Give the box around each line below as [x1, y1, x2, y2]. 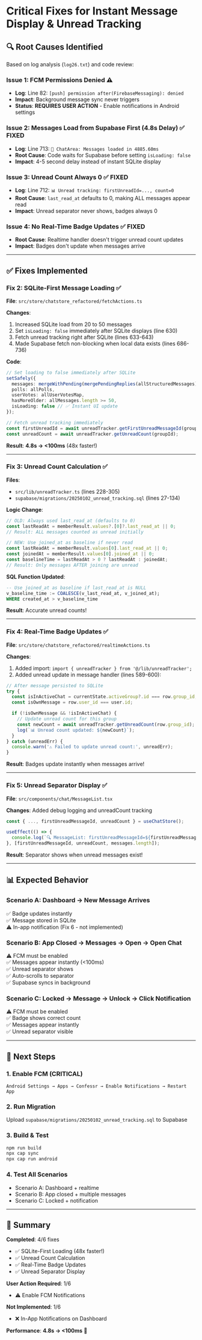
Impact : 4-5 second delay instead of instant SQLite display [14, 158, 161, 165]
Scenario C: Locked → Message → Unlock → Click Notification [6, 994, 191, 1002]
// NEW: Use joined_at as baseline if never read [6, 539, 133, 546]
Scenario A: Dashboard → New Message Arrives [6, 896, 150, 905]
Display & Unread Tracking [6, 17, 142, 31]
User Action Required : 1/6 [6, 1280, 71, 1288]
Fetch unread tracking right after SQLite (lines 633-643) [14, 333, 154, 341]
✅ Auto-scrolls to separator [6, 972, 75, 979]
